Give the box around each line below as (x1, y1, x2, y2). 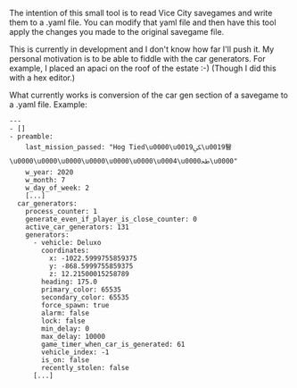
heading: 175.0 (41, 277, 98, 286)
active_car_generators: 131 (25, 223, 129, 232)
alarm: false (41, 308, 90, 317)
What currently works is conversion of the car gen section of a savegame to (9, 89, 288, 100)
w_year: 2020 (25, 168, 74, 177)
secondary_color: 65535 (41, 293, 129, 302)
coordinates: (41, 246, 90, 255)
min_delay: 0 (41, 325, 90, 333)
